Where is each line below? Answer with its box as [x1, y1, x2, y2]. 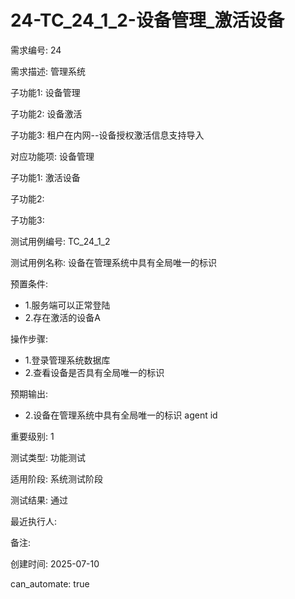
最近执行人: [10, 515, 58, 527]
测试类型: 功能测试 [10, 451, 86, 463]
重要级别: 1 [10, 430, 55, 442]
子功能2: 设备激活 [10, 107, 83, 120]
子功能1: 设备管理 [10, 86, 81, 98]
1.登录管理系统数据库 [24, 354, 111, 366]
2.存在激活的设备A [24, 311, 102, 323]
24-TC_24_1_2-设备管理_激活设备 [10, 9, 285, 32]
